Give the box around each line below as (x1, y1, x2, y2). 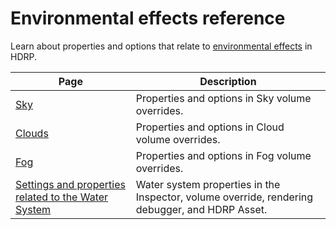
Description (199, 74, 257, 88)
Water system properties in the (135, 177, 281, 191)
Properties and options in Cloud (135, 120, 285, 134)
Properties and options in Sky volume (135, 91, 312, 105)
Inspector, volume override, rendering (135, 190, 314, 204)
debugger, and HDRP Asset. (135, 202, 268, 216)
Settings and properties (15, 177, 126, 191)
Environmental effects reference (10, 7, 286, 30)
